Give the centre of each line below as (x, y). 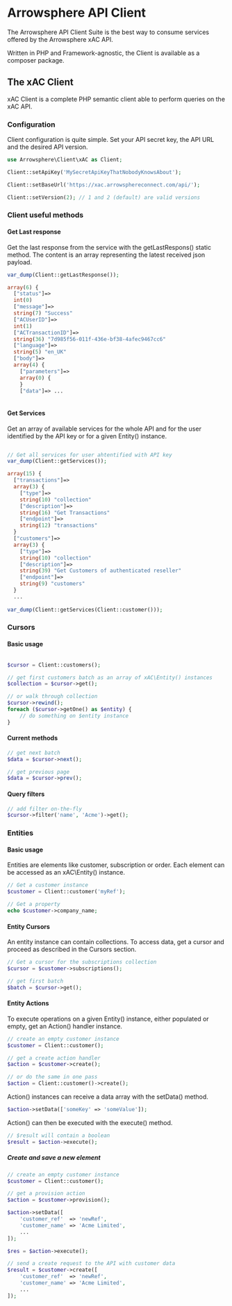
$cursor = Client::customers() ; (54, 665)
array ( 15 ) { (24, 474)
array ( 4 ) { (29, 365)
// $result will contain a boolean (59, 1136)
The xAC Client (41, 82)
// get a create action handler (54, 1058)
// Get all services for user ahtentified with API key (90, 455)
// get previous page (39, 772)
